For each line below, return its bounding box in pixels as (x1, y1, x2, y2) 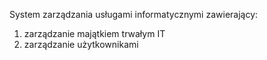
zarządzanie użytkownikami (23, 39, 139, 50)
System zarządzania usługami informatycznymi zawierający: (9, 9, 259, 20)
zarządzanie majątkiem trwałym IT (23, 28, 166, 39)
